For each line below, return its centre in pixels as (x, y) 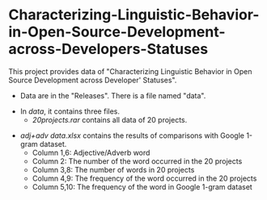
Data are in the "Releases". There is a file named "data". (113, 95)
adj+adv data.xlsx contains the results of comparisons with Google (132, 135)
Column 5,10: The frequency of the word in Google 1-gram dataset (142, 186)
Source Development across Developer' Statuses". (93, 80)
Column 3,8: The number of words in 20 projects (113, 169)
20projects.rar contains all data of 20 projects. (110, 119)
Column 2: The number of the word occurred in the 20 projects (137, 161)
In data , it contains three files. (70, 111)
